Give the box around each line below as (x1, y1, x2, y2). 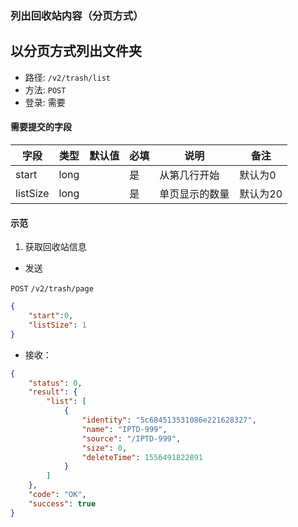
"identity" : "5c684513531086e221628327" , (81, 415, 257, 426)
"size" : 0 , (81, 443, 128, 453)
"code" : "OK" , (28, 490, 87, 500)
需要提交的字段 (10, 121, 72, 133)
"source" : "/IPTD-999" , (81, 433, 182, 444)
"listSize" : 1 (28, 320, 87, 330)
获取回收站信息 (24, 241, 87, 253)
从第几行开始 (159, 168, 220, 182)
